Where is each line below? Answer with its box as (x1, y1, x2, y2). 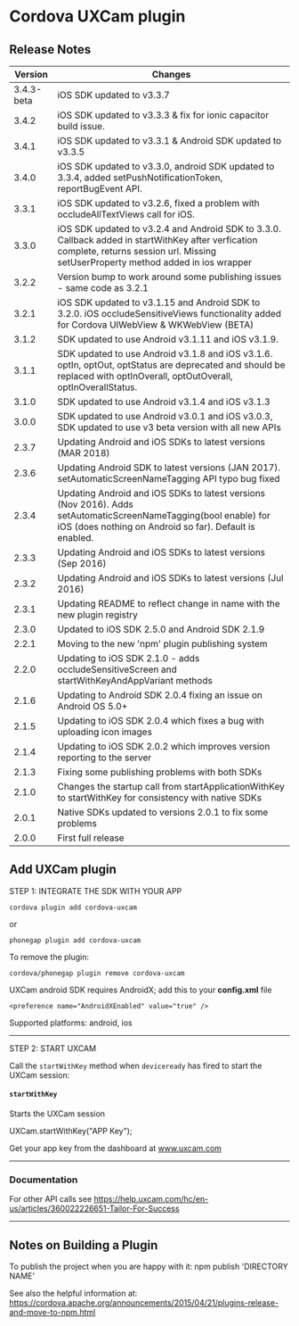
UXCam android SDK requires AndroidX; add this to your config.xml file (9, 984, 272, 995)
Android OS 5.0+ (57, 700, 128, 712)
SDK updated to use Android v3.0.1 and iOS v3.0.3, (57, 410, 273, 422)
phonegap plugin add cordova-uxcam (9, 935, 141, 945)
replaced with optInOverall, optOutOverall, (57, 370, 233, 382)
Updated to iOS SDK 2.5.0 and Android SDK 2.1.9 (57, 623, 265, 635)
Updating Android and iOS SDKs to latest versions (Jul (57, 572, 284, 584)
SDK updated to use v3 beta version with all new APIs (57, 421, 282, 434)
